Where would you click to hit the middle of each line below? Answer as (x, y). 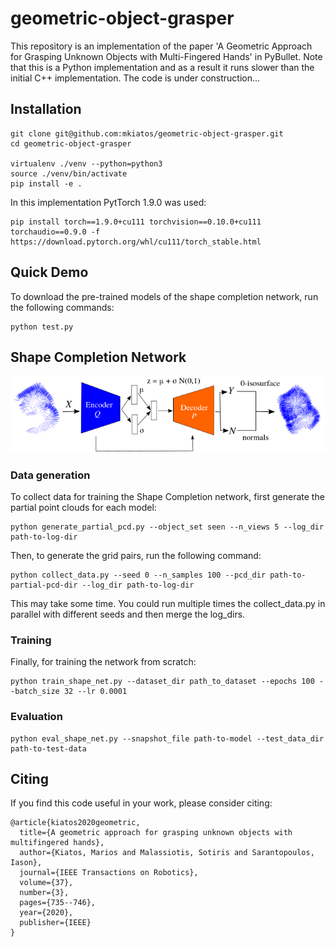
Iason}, (26, 863)
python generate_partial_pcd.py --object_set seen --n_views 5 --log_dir (167, 527)
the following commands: (62, 307)
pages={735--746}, (58, 903)
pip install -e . (46, 183)
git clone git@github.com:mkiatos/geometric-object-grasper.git (147, 133)
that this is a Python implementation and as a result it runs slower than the (162, 67)
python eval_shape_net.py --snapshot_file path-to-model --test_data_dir (167, 738)
